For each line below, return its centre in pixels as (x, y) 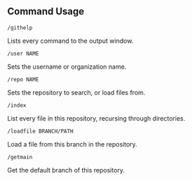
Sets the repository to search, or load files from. (76, 92)
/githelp (20, 27)
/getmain (20, 157)
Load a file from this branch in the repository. (73, 144)
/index (17, 105)
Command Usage (46, 12)
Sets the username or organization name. (67, 67)
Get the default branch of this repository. (66, 170)
